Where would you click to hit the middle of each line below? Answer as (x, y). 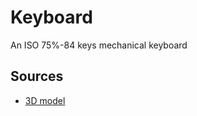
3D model (45, 100)
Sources (37, 76)
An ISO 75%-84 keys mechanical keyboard (99, 45)
